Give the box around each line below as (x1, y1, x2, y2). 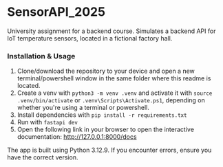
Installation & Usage (7, 51, 76, 60)
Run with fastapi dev (17, 118, 78, 126)
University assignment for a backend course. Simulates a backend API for (7, 27, 216, 35)
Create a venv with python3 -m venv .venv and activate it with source (17, 89, 213, 97)
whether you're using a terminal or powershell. (17, 104, 149, 112)
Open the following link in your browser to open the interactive (17, 125, 195, 134)
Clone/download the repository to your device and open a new (17, 67, 195, 76)
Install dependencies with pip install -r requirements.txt (17, 111, 187, 119)
